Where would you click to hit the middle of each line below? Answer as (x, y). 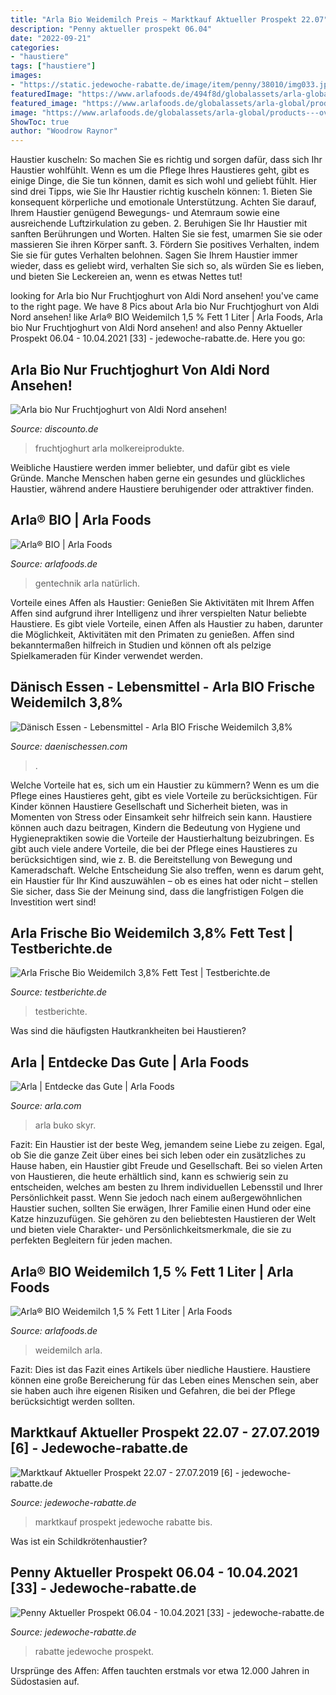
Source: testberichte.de (59, 992)
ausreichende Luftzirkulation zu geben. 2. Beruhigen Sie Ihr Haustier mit (159, 223)
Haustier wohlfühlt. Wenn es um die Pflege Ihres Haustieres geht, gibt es (160, 170)
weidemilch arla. (68, 1350)
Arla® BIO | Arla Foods (81, 520)
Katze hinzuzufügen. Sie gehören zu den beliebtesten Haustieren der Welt (163, 1219)
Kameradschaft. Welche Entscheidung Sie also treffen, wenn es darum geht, (167, 870)
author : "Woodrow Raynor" (64, 131)
